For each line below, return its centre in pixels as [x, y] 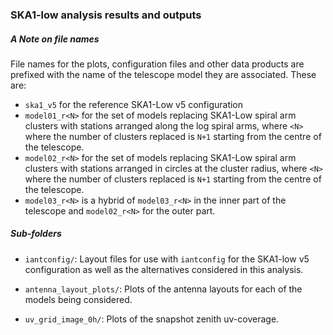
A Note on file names [55, 39]
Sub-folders [36, 234]
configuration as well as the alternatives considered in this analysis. [164, 269]
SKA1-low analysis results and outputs [106, 15]
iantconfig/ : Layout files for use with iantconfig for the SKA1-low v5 [167, 259]
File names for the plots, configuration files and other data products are [157, 64]
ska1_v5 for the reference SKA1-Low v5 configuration [134, 104]
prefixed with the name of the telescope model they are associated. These [163, 74]
